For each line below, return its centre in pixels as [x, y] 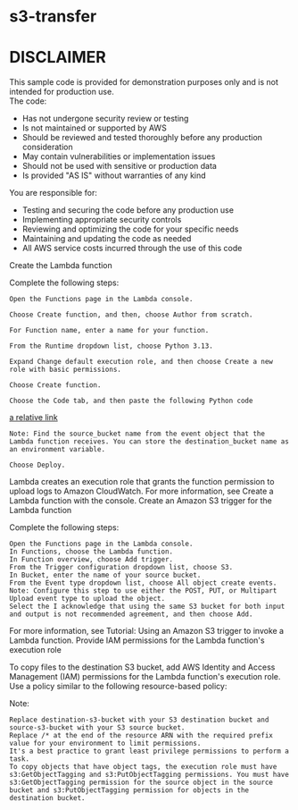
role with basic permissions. [66, 370]
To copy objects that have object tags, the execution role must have [143, 767]
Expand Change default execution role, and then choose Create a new [141, 362]
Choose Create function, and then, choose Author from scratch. [131, 315]
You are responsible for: [54, 193]
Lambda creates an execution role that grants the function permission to [142, 482]
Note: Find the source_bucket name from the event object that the [137, 434]
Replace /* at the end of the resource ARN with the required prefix [141, 736]
